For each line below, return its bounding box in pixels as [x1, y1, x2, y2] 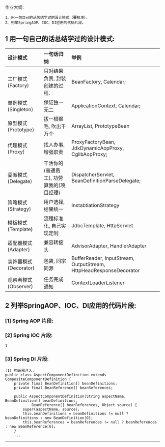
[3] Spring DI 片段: [5, 356, 49, 362]
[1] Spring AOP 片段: [5, 318, 54, 325]
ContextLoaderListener [71, 279, 125, 286]
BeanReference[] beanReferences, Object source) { [31, 402, 137, 407]
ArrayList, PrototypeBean [71, 122, 130, 129]
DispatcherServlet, [71, 171, 114, 178]
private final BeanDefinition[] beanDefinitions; [14, 381, 118, 386]
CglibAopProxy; [71, 150, 108, 157]
